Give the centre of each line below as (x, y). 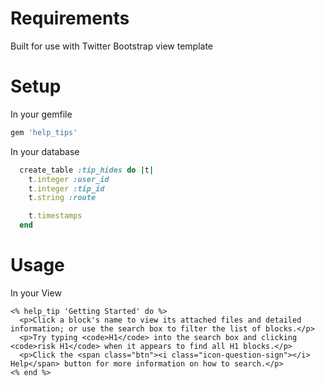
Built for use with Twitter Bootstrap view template (111, 46)
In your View (36, 293)
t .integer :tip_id (66, 188)
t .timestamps (55, 216)
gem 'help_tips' (44, 132)
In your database (45, 151)
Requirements (70, 18)
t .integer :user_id (69, 179)
